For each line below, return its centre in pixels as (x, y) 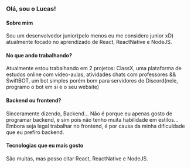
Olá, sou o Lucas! (31, 9)
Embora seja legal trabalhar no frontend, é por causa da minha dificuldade (96, 126)
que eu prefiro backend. (35, 132)
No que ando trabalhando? (39, 55)
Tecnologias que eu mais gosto (45, 146)
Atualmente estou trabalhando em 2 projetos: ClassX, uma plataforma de (94, 68)
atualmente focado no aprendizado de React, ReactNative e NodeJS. (89, 42)
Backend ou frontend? (34, 100)
